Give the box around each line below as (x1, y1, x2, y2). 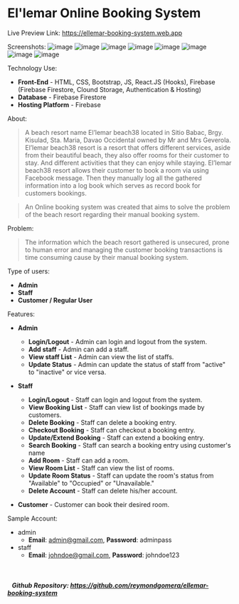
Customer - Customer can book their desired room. (17, 500, 169, 508)
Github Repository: (11, 580, 69, 590)
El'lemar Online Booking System (7, 5, 201, 21)
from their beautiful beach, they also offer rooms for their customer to (24, 151, 230, 159)
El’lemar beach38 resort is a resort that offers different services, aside (24, 143, 231, 151)
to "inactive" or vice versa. (28, 368, 107, 376)
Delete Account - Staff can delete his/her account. (28, 486, 178, 495)
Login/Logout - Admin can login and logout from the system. (28, 337, 208, 346)
